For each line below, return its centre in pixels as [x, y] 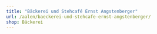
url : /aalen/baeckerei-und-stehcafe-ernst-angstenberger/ [78, 17]
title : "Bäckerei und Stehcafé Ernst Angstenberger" [72, 11]
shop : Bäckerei [25, 22]
